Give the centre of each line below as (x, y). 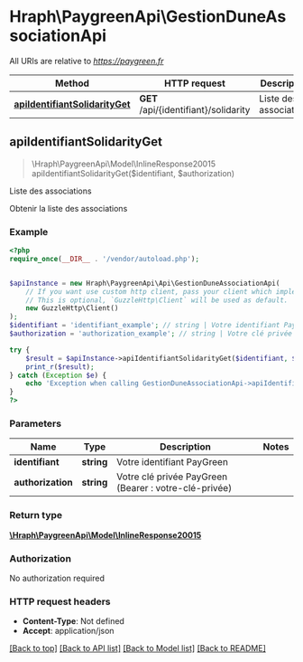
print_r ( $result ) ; (60, 367)
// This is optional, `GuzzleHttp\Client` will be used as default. (157, 300)
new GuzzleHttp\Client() (72, 308)
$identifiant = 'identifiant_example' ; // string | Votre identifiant (145, 326)
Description (185, 447)
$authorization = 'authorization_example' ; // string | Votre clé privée (151, 334)
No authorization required (57, 578)
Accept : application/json (68, 631)
